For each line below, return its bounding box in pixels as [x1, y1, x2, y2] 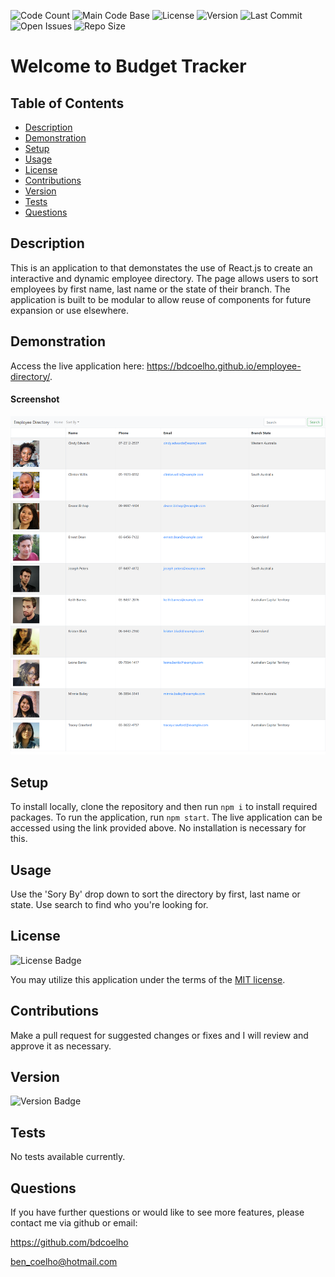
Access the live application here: [10, 360, 145, 372]
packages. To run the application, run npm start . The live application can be [10, 811, 323, 824]
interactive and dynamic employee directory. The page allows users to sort [10, 272, 319, 284]
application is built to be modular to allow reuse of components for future [10, 293, 312, 305]
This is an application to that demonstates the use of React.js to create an [10, 261, 313, 274]
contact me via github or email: [10, 1217, 138, 1229]
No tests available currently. [10, 1151, 126, 1163]
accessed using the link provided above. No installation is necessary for [10, 822, 307, 834]
